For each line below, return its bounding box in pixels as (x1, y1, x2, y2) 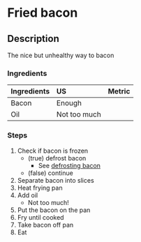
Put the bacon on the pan (17, 206, 91, 214)
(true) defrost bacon (27, 153, 87, 162)
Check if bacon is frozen (17, 146, 89, 155)
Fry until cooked (17, 213, 64, 221)
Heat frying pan (17, 183, 63, 192)
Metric (107, 86, 131, 96)
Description (7, 33, 59, 45)
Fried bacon (7, 5, 78, 21)
